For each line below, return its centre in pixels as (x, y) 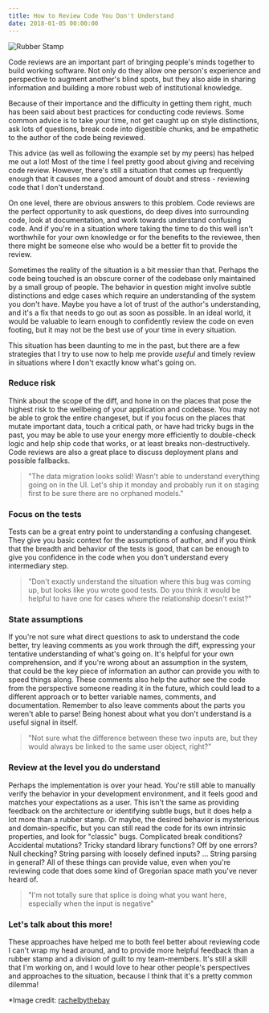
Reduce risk (32, 383)
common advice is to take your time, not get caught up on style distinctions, (134, 120)
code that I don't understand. (57, 187)
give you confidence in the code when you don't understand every (118, 557)
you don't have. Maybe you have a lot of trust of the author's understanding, (134, 304)
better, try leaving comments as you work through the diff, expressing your (132, 646)
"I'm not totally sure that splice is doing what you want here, (127, 895)
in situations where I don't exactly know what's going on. (102, 362)
